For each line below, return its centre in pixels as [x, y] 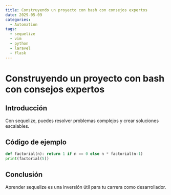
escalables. [17, 126]
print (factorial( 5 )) [27, 159]
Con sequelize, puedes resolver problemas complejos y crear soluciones [82, 121]
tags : [11, 29]
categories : [18, 19]
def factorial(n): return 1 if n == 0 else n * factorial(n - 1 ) [74, 154]
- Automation [24, 24]
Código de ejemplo [36, 142]
